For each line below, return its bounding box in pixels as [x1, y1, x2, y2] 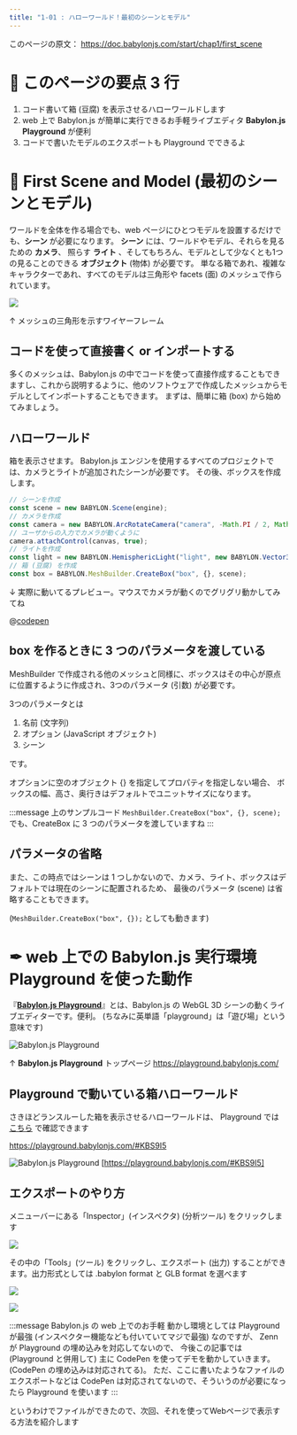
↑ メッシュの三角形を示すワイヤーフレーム [9, 315, 164, 326]
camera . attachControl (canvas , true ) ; [9, 537, 148, 546]
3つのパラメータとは [9, 698, 84, 709]
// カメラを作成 [9, 511, 61, 521]
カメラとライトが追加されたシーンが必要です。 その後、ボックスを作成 [24, 467, 281, 477]
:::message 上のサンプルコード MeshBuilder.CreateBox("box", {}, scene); [9, 807, 281, 818]
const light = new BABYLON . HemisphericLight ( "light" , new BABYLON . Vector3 [9, 553, 291, 562]
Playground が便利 [21, 126, 91, 136]
